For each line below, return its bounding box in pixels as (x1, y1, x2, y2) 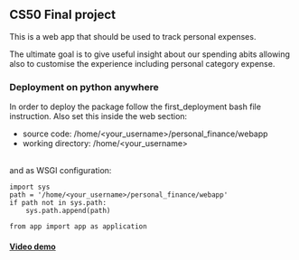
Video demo (9, 241, 56, 252)
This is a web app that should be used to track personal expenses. (9, 31, 257, 42)
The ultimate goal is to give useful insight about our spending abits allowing (9, 49, 291, 60)
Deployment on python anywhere (9, 80, 160, 93)
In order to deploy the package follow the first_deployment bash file (9, 101, 262, 112)
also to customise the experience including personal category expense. (9, 58, 276, 69)
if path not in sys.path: (9, 199, 107, 208)
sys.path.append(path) (25, 207, 111, 216)
